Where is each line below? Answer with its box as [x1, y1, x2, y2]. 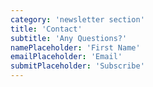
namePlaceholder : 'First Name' [10, 42, 141, 53]
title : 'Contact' [10, 24, 83, 34]
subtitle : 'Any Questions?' [10, 33, 128, 43]
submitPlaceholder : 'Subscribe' [10, 61, 145, 71]
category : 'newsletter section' [10, 14, 145, 25]
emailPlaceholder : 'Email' [10, 52, 123, 62]
